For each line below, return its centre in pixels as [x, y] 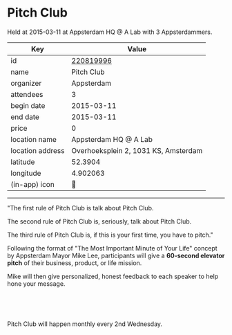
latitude [23, 162]
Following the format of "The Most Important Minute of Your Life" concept [112, 248]
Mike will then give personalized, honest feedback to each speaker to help [113, 276]
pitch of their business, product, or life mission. [75, 263]
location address [38, 150]
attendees [27, 94]
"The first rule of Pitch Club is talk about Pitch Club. [80, 208]
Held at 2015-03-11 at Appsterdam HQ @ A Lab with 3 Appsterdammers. [110, 32]
